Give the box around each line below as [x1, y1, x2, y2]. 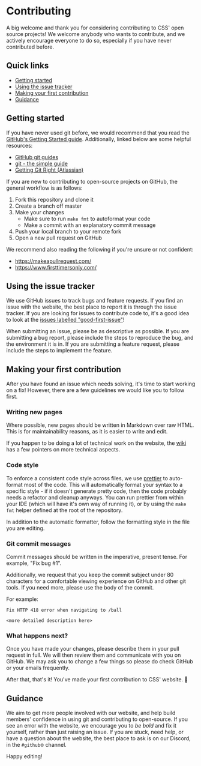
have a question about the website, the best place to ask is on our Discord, [6, 735, 191, 742]
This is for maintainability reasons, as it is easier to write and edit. [6, 428, 168, 435]
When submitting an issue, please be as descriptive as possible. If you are [6, 328, 190, 335]
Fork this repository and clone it [14, 196, 94, 203]
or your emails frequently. [6, 665, 70, 672]
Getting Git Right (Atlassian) [14, 166, 84, 173]
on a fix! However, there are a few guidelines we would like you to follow [6, 387, 185, 394]
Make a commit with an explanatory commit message [23, 221, 156, 229]
